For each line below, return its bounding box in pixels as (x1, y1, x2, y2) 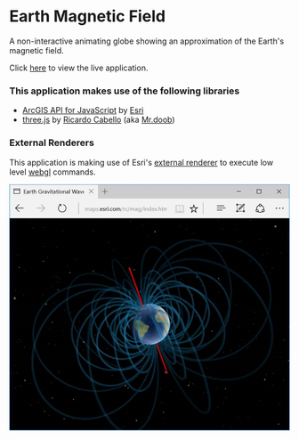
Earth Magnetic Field (9, 6, 166, 27)
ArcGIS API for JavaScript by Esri (21, 105, 144, 116)
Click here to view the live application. (9, 62, 149, 73)
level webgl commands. (9, 167, 96, 177)
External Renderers (9, 136, 95, 149)
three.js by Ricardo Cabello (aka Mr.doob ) (21, 114, 175, 126)
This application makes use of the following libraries (9, 85, 240, 97)
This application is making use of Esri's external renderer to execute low (9, 157, 274, 167)
